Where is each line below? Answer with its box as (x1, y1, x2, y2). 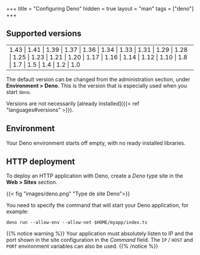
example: (6, 208, 29, 215)
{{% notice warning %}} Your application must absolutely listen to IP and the (6, 230, 193, 237)
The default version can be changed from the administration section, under (6, 76, 190, 83)
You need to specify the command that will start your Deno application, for (6, 202, 189, 209)
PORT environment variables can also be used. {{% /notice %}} (6, 242, 159, 250)
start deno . (6, 88, 32, 95)
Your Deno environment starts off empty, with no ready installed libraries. (6, 139, 186, 147)
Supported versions (6, 29, 82, 39)
